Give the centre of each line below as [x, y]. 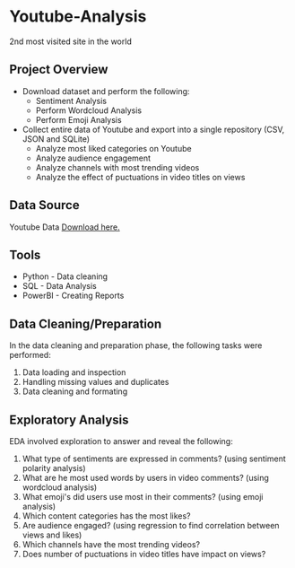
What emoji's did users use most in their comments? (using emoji [143, 497]
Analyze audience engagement [93, 158]
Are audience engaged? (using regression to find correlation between [151, 525]
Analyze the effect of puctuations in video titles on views [140, 177]
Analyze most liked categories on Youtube [113, 148]
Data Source [44, 205]
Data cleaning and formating [75, 391]
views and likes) [52, 535]
